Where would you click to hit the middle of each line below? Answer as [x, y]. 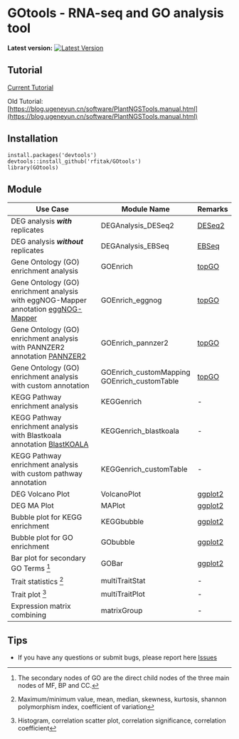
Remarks [213, 209]
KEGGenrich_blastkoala [140, 431]
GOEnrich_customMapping [145, 373]
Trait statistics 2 [37, 581]
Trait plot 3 [29, 594]
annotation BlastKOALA [50, 445]
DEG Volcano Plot [40, 494]
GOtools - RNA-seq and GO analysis [116, 13]
